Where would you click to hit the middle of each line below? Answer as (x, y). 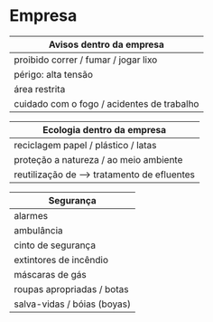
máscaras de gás (51, 274)
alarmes (31, 215)
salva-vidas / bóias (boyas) (73, 304)
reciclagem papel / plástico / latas (85, 145)
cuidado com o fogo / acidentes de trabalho (106, 103)
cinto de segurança (55, 245)
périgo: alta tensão (53, 74)
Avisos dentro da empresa (106, 44)
